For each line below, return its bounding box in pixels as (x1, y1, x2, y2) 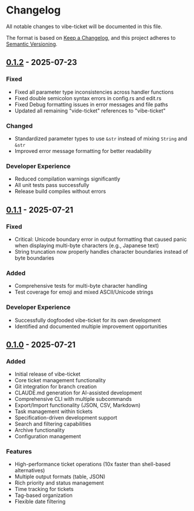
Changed (6, 121, 33, 130)
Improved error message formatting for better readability (14, 147, 152, 154)
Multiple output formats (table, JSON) (14, 473, 105, 481)
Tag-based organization (14, 492, 73, 499)
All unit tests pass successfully (14, 182, 90, 189)
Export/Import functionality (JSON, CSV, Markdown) (14, 402, 141, 409)
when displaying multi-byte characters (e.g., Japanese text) (14, 241, 159, 249)
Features (6, 448, 32, 456)
